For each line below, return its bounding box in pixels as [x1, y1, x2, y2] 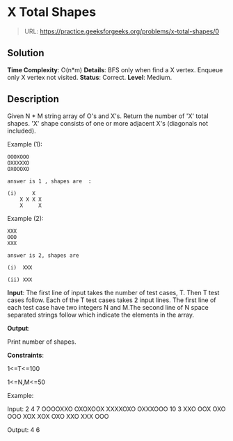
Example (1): [7, 140, 43, 148]
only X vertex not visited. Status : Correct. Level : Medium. [7, 73, 172, 81]
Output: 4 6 [7, 425, 40, 434]
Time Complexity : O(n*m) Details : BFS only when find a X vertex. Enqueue [7, 65, 223, 74]
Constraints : [7, 351, 44, 359]
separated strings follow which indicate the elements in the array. [7, 310, 195, 319]
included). [7, 126, 36, 135]
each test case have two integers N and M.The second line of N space [7, 303, 209, 311]
